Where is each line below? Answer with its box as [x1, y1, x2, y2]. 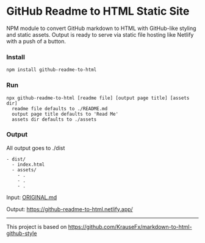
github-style [6, 230, 37, 237]
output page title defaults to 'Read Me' [12, 111, 119, 117]
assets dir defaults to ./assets [12, 116, 97, 122]
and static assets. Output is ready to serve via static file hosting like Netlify [6, 31, 194, 38]
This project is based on [6, 223, 67, 230]
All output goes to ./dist [6, 144, 65, 151]
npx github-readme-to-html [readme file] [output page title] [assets [6, 95, 190, 101]
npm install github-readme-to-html [6, 67, 97, 73]
